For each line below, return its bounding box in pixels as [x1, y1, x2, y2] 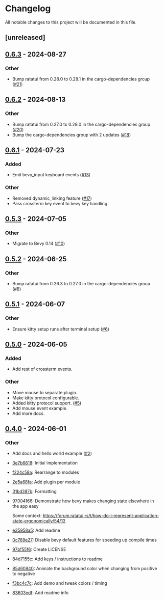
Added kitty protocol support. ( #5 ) [12, 400, 82, 406]
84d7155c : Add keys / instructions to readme [12, 556, 103, 562]
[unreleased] [5, 33, 46, 42]
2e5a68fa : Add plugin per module [12, 479, 80, 485]
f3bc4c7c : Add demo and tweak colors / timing [12, 580, 108, 586]
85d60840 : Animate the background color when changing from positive [12, 566, 158, 572]
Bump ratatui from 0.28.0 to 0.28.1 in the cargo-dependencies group [12, 76, 150, 82]
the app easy [12, 503, 39, 509]
